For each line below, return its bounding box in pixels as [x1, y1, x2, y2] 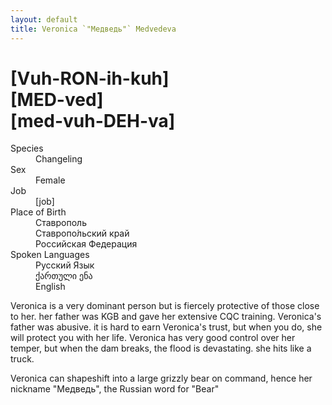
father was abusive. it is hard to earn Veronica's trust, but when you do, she [10, 321, 323, 333]
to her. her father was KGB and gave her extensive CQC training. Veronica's [10, 311, 322, 323]
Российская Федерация [35, 238, 138, 250]
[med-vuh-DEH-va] [10, 109, 176, 132]
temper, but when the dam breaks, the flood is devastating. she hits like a [10, 342, 312, 355]
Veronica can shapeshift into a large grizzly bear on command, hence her [10, 372, 313, 385]
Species [10, 142, 44, 155]
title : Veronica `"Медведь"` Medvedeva [10, 24, 177, 34]
